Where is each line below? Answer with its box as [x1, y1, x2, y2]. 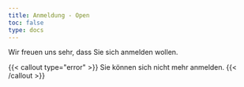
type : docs [8, 26, 44, 34]
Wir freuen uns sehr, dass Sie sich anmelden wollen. [8, 48, 178, 57]
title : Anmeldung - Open [8, 11, 90, 20]
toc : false [8, 19, 44, 27]
